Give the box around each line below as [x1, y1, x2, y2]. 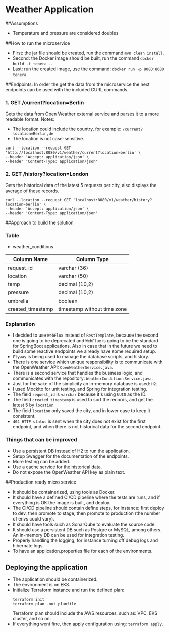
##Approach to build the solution [5, 219, 74, 226]
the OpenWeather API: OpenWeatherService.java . [12, 364, 114, 370]
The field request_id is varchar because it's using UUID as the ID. [12, 391, 147, 397]
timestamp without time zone [58, 305, 127, 312]
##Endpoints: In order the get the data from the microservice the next [5, 81, 150, 87]
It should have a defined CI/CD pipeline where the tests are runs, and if [12, 494, 160, 500]
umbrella [8, 297, 29, 304]
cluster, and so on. [12, 616, 51, 622]
